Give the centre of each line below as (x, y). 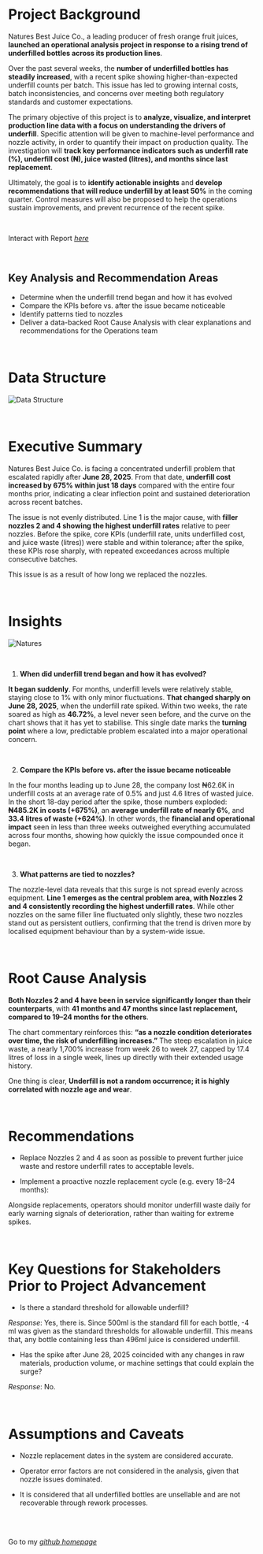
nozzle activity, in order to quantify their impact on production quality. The (128, 142)
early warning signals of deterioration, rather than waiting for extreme (121, 1214)
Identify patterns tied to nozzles (71, 313)
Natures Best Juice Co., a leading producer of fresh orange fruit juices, (123, 36)
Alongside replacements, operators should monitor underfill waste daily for (130, 1205)
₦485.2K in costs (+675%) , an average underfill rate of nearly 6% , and (126, 810)
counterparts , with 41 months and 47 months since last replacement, (123, 1008)
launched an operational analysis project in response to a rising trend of (128, 44)
